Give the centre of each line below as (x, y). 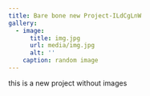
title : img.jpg (55, 38)
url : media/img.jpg (62, 46)
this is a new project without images (68, 83)
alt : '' (43, 53)
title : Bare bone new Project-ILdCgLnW (75, 16)
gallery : (23, 23)
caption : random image (61, 61)
